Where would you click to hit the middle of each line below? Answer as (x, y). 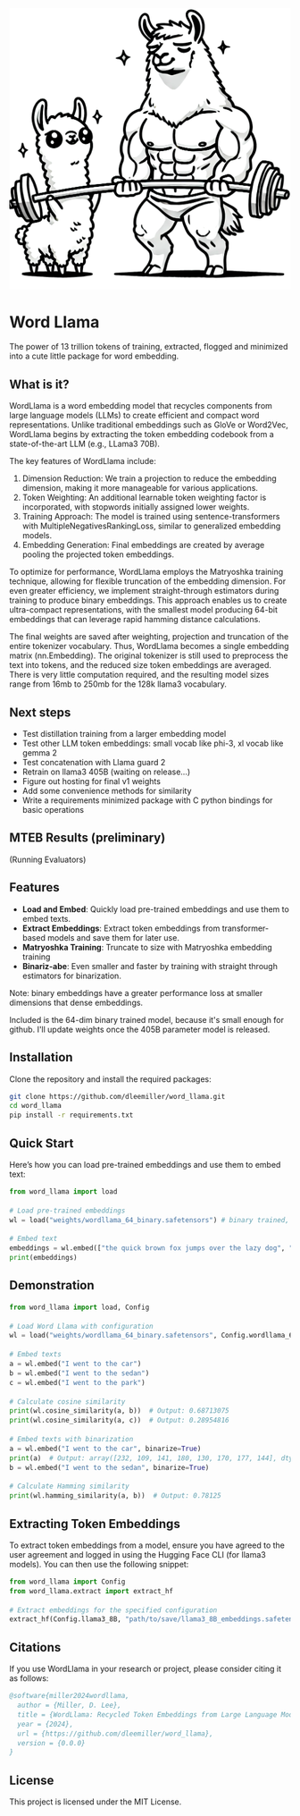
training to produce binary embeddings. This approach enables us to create (148, 600)
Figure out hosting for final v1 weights (91, 781)
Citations (35, 1647)
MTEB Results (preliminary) (87, 838)
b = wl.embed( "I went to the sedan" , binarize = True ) (109, 1467)
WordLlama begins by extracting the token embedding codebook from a (142, 435)
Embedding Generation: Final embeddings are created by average (143, 545)
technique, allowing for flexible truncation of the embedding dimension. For (148, 581)
